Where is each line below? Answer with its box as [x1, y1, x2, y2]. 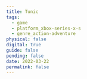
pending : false [6, 53, 44, 59]
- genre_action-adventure [11, 31, 76, 37]
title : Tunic [6, 8, 39, 15]
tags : [6, 14, 20, 20]
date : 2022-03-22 [6, 58, 49, 64]
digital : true [6, 42, 42, 48]
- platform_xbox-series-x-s [11, 25, 82, 31]
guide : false [6, 48, 39, 53]
